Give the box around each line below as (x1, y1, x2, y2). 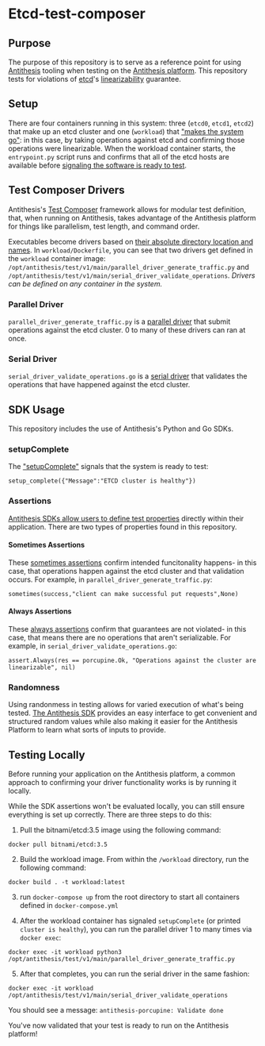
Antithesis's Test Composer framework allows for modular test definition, (8, 204, 247, 214)
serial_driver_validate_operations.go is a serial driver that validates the (8, 371, 248, 381)
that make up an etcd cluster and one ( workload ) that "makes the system (8, 126, 244, 136)
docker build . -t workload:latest (8, 879, 126, 886)
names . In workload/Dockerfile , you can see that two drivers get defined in (8, 245, 253, 255)
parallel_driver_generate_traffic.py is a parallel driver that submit (8, 317, 231, 326)
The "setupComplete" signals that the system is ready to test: (8, 462, 209, 471)
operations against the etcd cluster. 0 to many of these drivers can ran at (8, 325, 246, 334)
